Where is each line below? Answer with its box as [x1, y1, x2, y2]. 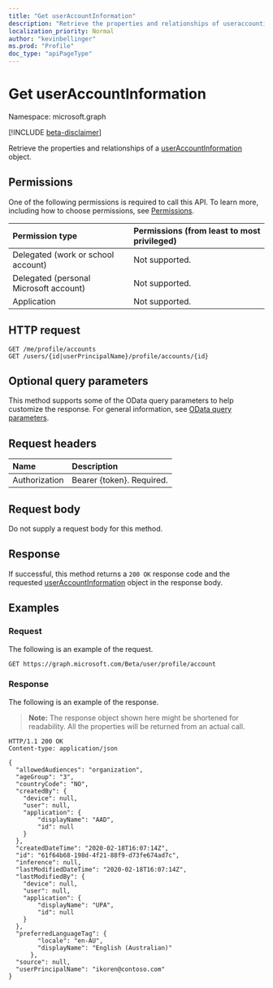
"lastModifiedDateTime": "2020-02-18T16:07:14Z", [15, 865, 187, 873]
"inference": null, [15, 858, 82, 867]
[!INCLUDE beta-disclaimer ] [8, 127, 102, 137]
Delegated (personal [12, 272, 91, 283]
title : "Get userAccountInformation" [8, 11, 136, 20]
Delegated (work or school [12, 249, 115, 260]
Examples [8, 601, 59, 615]
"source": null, [15, 958, 71, 966]
